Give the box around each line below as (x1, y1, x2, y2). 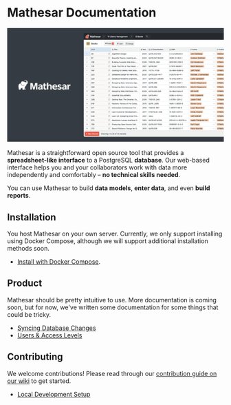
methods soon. (7, 245, 50, 253)
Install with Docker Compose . (16, 258, 101, 266)
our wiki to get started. (7, 377, 71, 385)
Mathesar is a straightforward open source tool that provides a (7, 149, 184, 157)
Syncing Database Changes (16, 324, 96, 332)
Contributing (7, 351, 63, 363)
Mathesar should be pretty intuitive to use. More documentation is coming (7, 295, 217, 304)
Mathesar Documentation (7, 5, 157, 21)
